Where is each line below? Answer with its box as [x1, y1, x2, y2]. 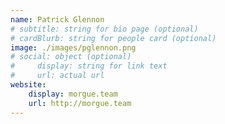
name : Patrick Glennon [10, 14, 105, 25]
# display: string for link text [10, 61, 168, 71]
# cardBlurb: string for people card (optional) [10, 33, 217, 43]
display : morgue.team [28, 89, 118, 99]
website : [10, 80, 47, 90]
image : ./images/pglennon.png [10, 42, 137, 53]
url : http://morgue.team [28, 98, 132, 108]
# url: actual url [10, 71, 105, 81]
